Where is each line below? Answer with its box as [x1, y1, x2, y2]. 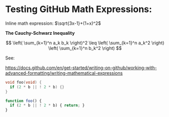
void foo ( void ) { [5, 80, 42, 85]
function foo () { [5, 98, 42, 103]
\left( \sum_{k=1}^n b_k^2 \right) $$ [48, 45, 122, 51]
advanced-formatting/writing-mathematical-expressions [5, 70, 123, 76]
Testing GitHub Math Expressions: [5, 4, 152, 15]
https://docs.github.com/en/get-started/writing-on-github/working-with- [5, 65, 157, 71]
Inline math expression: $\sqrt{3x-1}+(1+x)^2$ [5, 20, 101, 26]
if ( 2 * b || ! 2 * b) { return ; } [10, 103, 85, 108]
